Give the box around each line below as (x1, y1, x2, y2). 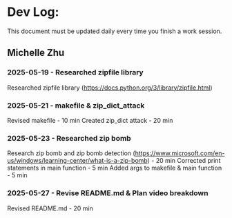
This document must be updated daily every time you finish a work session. (7, 27, 222, 35)
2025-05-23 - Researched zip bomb (7, 133, 131, 143)
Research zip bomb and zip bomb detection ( (7, 149, 136, 157)
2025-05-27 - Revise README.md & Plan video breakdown (7, 188, 209, 198)
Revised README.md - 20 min (7, 204, 93, 212)
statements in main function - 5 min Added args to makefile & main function (7, 163, 222, 172)
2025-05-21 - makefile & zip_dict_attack (7, 101, 145, 110)
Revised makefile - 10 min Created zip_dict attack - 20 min (7, 116, 173, 124)
